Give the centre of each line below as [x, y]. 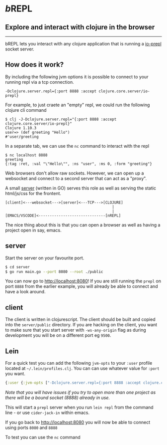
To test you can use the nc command [43, 437]
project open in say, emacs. [33, 230]
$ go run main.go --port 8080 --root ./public [54, 272]
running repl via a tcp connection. [40, 82]
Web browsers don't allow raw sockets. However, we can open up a [75, 173]
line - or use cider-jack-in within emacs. [47, 413]
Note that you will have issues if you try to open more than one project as [81, 392]
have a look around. [25, 292]
